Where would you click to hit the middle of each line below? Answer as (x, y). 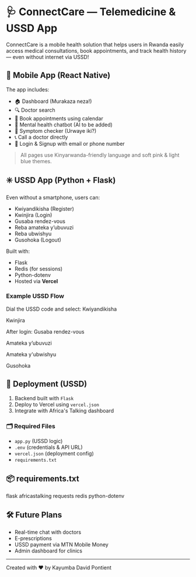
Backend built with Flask (44, 398)
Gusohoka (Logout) (38, 240)
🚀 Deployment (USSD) (47, 384)
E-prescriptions (33, 538)
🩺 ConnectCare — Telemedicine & (91, 12)
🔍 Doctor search (35, 110)
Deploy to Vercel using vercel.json (57, 404)
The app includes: (28, 90)
